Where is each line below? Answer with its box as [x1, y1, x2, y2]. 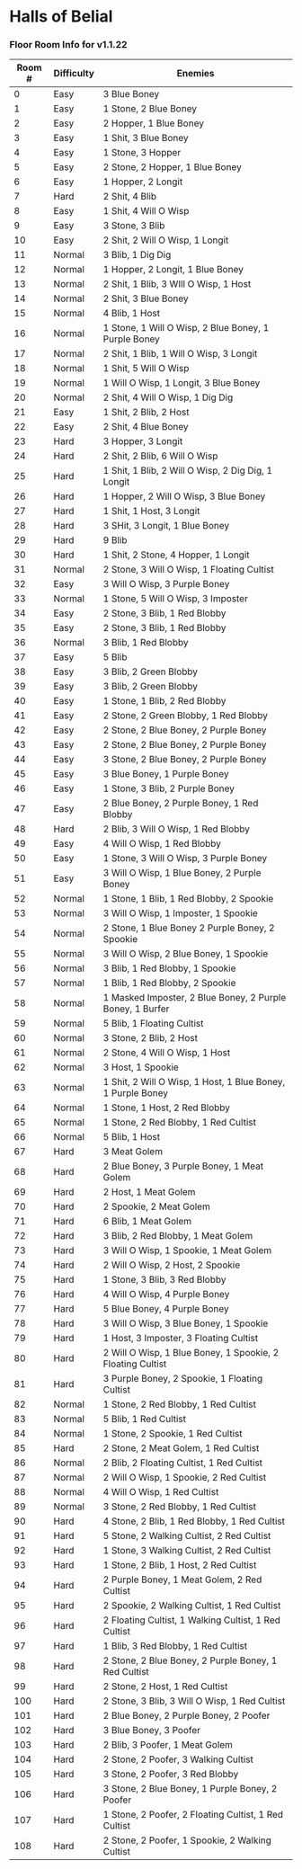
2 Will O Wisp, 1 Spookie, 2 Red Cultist [102, 1472, 267, 1484]
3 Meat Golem [102, 1145, 164, 1158]
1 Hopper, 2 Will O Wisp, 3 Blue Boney [102, 490, 266, 503]
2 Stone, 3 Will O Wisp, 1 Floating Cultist [102, 564, 274, 576]
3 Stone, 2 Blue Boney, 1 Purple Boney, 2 [102, 1783, 278, 1795]
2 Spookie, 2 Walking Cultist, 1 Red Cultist [102, 1599, 281, 1612]
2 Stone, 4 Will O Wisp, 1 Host [102, 1046, 231, 1059]
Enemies [176, 67, 215, 80]
